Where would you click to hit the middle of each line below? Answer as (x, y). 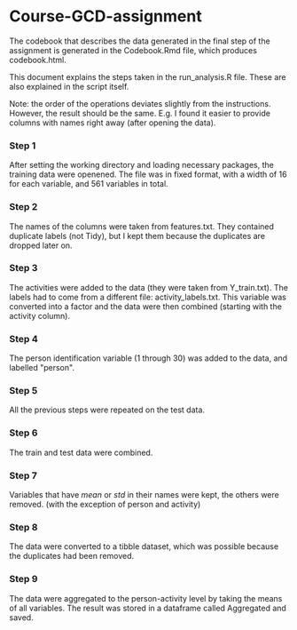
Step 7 (23, 475)
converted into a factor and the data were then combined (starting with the (145, 306)
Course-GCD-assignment (106, 16)
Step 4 (23, 339)
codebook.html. (38, 60)
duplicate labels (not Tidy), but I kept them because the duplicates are (137, 235)
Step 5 (23, 391)
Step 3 (23, 268)
